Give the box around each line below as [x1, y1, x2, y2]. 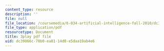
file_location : [5, 20, 36, 26]
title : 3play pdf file [5, 34, 51, 39]
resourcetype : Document [5, 30, 54, 34]
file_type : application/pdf [5, 25, 62, 30]
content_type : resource [5, 7, 54, 12]
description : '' [5, 12, 38, 17]
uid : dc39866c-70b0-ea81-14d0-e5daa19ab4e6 [5, 39, 95, 44]
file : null [5, 16, 27, 21]
